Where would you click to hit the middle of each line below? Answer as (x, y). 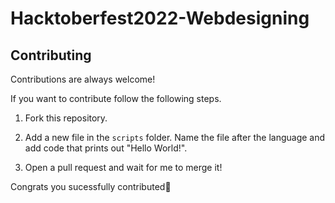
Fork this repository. (66, 118)
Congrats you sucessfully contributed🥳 (91, 186)
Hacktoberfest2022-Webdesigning (160, 18)
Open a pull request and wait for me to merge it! (123, 167)
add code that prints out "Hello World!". (106, 148)
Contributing (51, 55)
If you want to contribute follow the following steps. (116, 98)
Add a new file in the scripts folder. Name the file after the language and (175, 137)
